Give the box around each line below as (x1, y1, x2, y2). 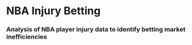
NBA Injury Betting (6, 4, 101, 18)
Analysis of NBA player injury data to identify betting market (6, 25, 186, 34)
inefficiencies (6, 33, 47, 41)
